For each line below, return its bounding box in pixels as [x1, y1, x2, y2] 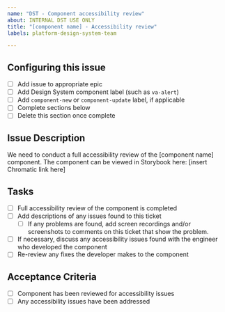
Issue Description [7, 132, 86, 143]
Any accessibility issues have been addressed [17, 297, 150, 306]
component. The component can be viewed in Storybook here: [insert [7, 158, 208, 166]
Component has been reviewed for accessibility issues [17, 290, 175, 298]
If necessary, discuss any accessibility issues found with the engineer [17, 235, 218, 244]
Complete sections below [17, 104, 91, 112]
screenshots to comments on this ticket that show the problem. [27, 228, 209, 236]
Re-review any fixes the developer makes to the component [17, 250, 189, 258]
